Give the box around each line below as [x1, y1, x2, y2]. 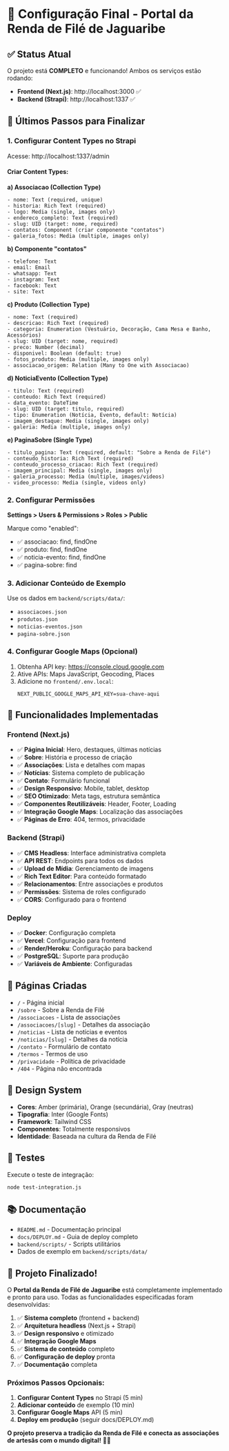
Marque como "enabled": [7, 524, 79, 533]
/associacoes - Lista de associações [17, 1013, 121, 1021]
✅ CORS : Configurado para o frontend [17, 895, 126, 903]
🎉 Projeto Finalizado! [7, 1267, 98, 1279]
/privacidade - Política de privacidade [17, 1057, 126, 1065]
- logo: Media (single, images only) [7, 208, 116, 215]
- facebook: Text [7, 282, 57, 289]
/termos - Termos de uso [17, 1049, 88, 1058]
